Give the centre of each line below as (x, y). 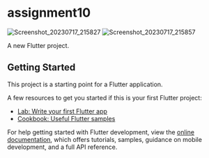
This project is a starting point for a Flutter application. (85, 84)
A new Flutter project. (38, 45)
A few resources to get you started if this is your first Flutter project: (104, 97)
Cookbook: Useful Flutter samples (66, 118)
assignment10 (49, 13)
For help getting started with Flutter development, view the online (101, 132)
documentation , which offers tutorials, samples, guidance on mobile (104, 139)
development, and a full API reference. (62, 147)
